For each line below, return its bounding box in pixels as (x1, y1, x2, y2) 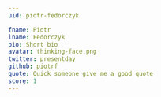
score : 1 (8, 76, 37, 85)
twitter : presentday (8, 55, 77, 63)
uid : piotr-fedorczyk (8, 11, 80, 20)
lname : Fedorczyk (8, 33, 66, 41)
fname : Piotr (8, 25, 51, 34)
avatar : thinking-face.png (8, 48, 97, 56)
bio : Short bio (8, 40, 58, 48)
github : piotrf (8, 62, 58, 71)
